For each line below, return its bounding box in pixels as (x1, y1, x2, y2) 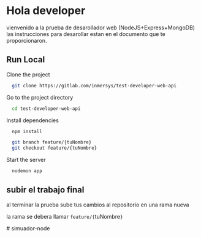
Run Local (6, 54, 45, 65)
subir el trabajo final (6, 184, 85, 195)
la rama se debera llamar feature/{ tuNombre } (6, 213, 123, 220)
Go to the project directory (6, 93, 74, 101)
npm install (12, 128, 43, 134)
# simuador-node (6, 224, 50, 232)
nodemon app (12, 168, 43, 174)
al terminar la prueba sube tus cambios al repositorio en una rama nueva (6, 201, 189, 208)
